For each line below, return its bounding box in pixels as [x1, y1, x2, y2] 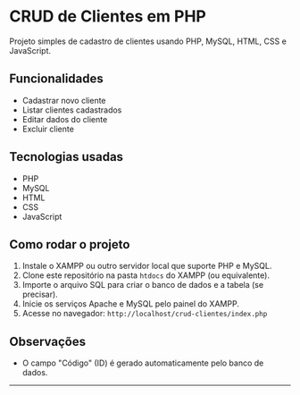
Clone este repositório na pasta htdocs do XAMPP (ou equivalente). [21, 270, 271, 281]
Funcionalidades [9, 71, 104, 87]
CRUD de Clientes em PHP [9, 6, 207, 27]
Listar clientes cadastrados [21, 105, 122, 115]
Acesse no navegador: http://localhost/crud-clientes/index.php [21, 308, 268, 319]
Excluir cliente [21, 123, 74, 134]
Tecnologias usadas [9, 149, 123, 164]
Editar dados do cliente [21, 113, 108, 124]
